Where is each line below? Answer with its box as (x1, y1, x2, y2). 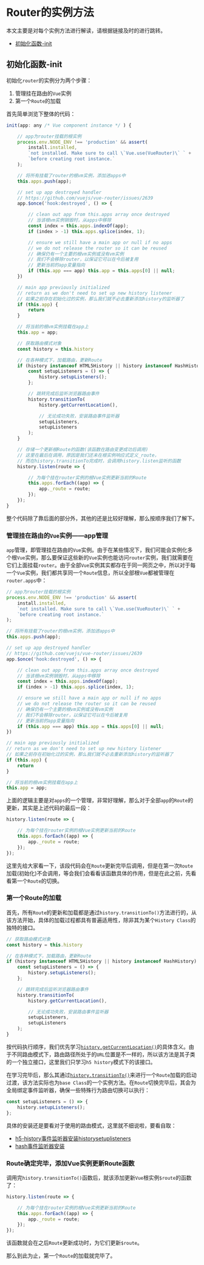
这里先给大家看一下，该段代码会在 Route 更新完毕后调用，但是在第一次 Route (6, 862, 193, 869)
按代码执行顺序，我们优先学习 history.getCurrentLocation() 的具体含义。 (6, 1043, 189, 1050)
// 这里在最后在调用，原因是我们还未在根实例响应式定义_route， (17, 452, 160, 458)
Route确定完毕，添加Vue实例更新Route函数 (6, 1159, 135, 1168)
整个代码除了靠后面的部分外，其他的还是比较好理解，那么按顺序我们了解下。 (6, 514, 198, 522)
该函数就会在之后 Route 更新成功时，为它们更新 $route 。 (6, 1239, 143, 1247)
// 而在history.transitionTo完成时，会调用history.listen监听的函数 (17, 458, 181, 464)
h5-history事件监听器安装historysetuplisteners (15, 1135, 132, 1142)
